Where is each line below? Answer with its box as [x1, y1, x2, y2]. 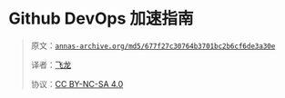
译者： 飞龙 [30, 59, 72, 70]
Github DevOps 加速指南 [8, 8, 194, 29]
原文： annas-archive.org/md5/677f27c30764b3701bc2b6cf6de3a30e [30, 40, 276, 51]
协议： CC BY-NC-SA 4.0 [30, 78, 124, 89]
